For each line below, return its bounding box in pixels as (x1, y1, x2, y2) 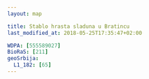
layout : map (7, 10, 42, 17)
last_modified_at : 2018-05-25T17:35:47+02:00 (7, 29, 142, 36)
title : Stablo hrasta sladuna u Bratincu (7, 22, 130, 30)
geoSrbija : (7, 55, 39, 62)
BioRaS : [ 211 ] (7, 48, 49, 56)
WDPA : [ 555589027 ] (7, 42, 61, 49)
